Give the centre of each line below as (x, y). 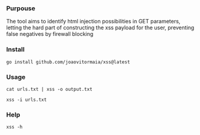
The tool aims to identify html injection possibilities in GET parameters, (93, 22)
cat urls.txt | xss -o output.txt (50, 89)
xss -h (14, 127)
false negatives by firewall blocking (50, 34)
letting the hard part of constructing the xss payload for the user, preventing (100, 27)
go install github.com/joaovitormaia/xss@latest (68, 62)
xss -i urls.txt (26, 100)
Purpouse (21, 8)
